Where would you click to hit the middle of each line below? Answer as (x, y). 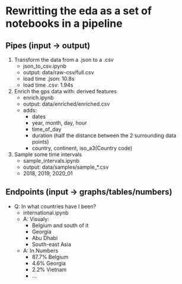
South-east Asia (52, 244)
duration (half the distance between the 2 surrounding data (104, 135)
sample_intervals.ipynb (51, 161)
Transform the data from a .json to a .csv (64, 60)
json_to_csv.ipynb (44, 66)
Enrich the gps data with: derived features (65, 91)
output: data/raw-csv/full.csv (58, 72)
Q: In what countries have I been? (55, 206)
